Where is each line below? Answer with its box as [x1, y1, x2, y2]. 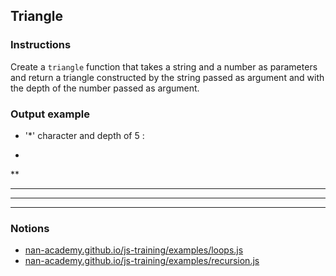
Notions [10, 221, 50, 235]
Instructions [10, 38, 72, 52]
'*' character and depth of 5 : [24, 129, 145, 141]
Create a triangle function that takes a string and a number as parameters [10, 60, 318, 73]
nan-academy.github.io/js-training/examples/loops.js [24, 244, 244, 256]
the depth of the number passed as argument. [10, 82, 200, 94]
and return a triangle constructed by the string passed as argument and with [10, 71, 325, 83]
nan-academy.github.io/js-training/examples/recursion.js [24, 255, 260, 267]
